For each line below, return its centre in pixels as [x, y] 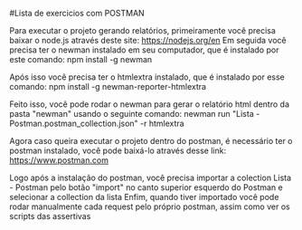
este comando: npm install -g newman [81, 59]
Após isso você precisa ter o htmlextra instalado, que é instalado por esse [147, 77]
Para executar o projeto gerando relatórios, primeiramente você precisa [142, 30]
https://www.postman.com [59, 160]
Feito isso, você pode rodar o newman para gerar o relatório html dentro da [149, 104]
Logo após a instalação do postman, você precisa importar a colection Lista [151, 177]
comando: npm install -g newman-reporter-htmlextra [108, 86]
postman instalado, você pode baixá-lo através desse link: [118, 150]
